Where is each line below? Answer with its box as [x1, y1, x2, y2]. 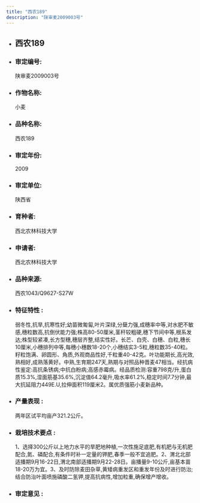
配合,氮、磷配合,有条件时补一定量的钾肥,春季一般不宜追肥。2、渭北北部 [14, 451, 191, 458]
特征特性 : [14, 306, 44, 315]
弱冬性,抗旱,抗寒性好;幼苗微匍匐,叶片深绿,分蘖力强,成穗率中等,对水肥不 [14, 321, 189, 328]
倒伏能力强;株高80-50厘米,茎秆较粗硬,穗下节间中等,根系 [49, 328, 187, 336]
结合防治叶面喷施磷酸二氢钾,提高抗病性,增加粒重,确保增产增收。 [14, 473, 172, 480]
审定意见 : [14, 490, 44, 498]
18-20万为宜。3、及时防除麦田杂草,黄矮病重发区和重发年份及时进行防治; [14, 466, 193, 473]
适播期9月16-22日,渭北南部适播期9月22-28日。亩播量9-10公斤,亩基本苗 [14, 458, 191, 465]
